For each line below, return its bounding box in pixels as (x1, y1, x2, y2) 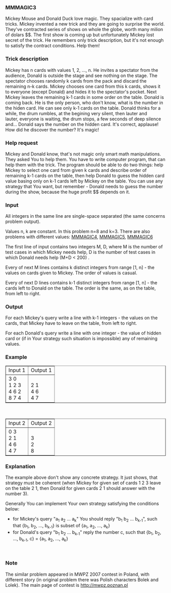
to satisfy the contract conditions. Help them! (5, 43, 100, 49)
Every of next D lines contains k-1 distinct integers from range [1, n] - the (5, 280, 158, 286)
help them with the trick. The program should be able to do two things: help (5, 162, 164, 168)
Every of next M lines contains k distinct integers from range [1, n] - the (5, 265, 155, 271)
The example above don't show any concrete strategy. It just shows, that (5, 474, 158, 481)
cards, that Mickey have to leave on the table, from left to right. (5, 320, 137, 326)
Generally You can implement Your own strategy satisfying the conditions (5, 501, 159, 507)
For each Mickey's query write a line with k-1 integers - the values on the (5, 315, 158, 321)
